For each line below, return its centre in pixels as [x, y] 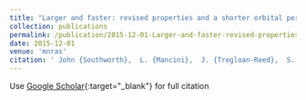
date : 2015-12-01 [42, 43]
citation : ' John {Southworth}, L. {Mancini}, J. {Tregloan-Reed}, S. [153, 60]
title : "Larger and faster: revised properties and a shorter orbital [146, 18]
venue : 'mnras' [38, 52]
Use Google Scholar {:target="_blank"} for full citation [109, 86]
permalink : [30, 35]
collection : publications [58, 26]
